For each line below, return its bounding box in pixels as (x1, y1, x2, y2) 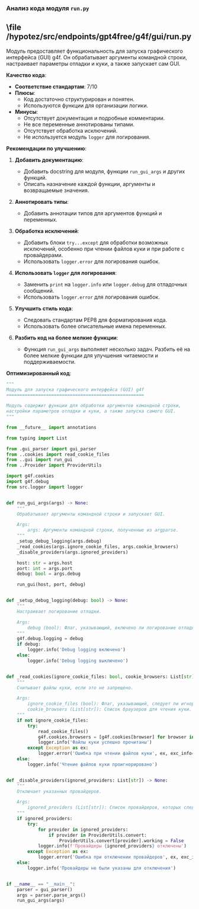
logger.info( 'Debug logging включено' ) (27, 647, 126, 653)
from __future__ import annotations (6, 424, 97, 430)
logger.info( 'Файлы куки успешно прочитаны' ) (37, 740, 152, 745)
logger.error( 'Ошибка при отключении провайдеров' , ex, (37, 854, 179, 860)
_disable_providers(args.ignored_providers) (17, 549, 129, 555)
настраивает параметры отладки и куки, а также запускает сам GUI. (6, 60, 181, 67)
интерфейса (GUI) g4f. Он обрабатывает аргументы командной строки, (6, 53, 188, 60)
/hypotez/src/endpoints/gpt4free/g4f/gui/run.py (6, 31, 191, 42)
